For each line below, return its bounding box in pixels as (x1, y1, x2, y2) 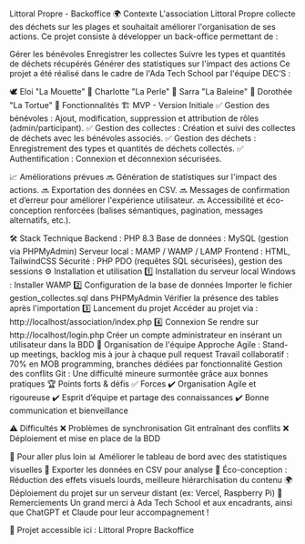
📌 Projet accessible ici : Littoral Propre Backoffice (9, 525, 194, 535)
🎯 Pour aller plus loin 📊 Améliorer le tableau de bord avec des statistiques (9, 451, 288, 462)
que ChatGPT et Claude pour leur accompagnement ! (9, 507, 209, 518)
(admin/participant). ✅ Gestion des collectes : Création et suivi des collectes (9, 123, 296, 133)
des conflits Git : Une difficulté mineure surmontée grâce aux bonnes (9, 368, 269, 378)
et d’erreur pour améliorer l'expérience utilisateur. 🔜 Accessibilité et (9, 195, 265, 206)
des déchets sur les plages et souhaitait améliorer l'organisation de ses (9, 22, 276, 32)
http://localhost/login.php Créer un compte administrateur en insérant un (9, 329, 282, 340)
